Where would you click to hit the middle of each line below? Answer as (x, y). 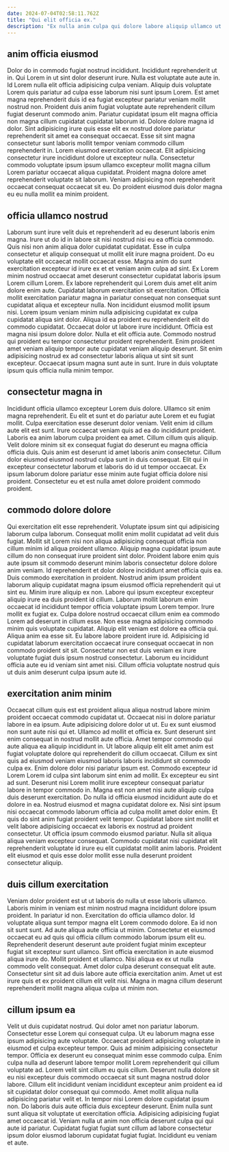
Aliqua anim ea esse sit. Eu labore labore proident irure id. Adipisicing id (108, 636)
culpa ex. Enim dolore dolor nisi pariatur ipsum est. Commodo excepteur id (112, 768)
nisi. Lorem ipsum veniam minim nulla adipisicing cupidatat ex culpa (103, 312)
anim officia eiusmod (53, 54)
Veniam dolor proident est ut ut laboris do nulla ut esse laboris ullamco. (107, 901)
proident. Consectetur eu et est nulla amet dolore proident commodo (104, 481)
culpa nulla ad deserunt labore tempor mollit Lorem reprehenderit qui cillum (113, 1063)
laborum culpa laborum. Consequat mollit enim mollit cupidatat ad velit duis (113, 534)
